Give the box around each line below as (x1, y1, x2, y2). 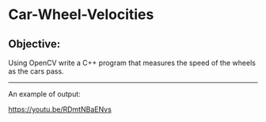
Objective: (8, 37, 61, 51)
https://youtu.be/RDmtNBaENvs (8, 105, 112, 114)
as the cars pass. (8, 67, 65, 76)
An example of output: (8, 90, 81, 98)
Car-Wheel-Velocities (8, 6, 154, 24)
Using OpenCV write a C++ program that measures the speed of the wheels (8, 58, 256, 67)
